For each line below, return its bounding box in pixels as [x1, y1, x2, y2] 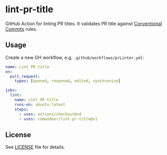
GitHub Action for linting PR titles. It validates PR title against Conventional [5, 20, 162, 27]
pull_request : [10, 74, 40, 79]
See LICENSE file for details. [5, 144, 65, 150]
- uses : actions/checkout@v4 [18, 112, 82, 117]
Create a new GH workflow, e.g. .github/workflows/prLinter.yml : [5, 54, 144, 60]
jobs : [5, 88, 17, 93]
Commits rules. [5, 26, 38, 32]
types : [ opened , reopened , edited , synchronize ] [14, 78, 121, 84]
